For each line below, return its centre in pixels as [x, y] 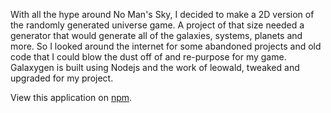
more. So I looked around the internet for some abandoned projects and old [166, 46]
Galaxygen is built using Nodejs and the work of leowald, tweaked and [155, 67]
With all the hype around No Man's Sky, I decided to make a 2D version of [162, 14]
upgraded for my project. [62, 78]
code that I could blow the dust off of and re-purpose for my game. [148, 57]
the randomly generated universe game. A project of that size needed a [157, 25]
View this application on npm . [71, 97]
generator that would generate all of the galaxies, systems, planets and [156, 35]
